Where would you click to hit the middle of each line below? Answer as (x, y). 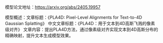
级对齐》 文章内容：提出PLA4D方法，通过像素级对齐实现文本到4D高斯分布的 (81, 29)
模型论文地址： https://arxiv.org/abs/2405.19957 (53, 7)
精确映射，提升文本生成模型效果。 (39, 36)
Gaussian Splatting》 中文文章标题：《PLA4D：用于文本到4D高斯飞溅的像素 (80, 23)
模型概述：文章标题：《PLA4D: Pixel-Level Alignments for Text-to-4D (74, 17)
